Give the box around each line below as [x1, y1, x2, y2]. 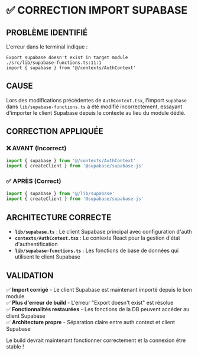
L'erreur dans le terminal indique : [6, 43, 88, 50]
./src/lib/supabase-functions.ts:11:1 [6, 60, 102, 66]
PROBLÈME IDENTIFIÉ [6, 27, 88, 37]
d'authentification [14, 241, 58, 248]
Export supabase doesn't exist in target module [6, 54, 128, 60]
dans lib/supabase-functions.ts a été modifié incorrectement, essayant [6, 103, 183, 110]
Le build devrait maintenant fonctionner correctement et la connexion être [6, 337, 186, 344]
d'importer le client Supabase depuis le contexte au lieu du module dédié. [6, 109, 186, 116]
